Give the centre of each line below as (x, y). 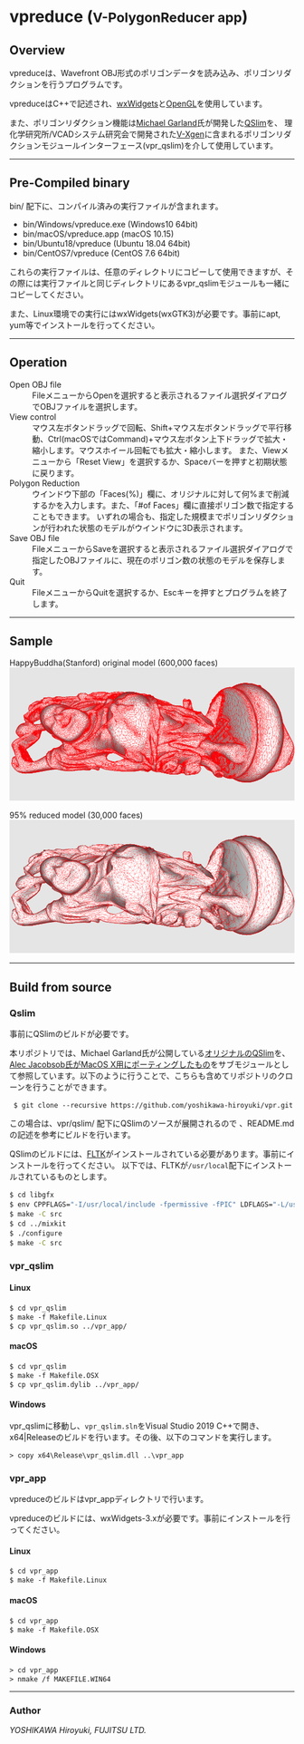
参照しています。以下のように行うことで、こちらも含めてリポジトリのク (151, 1076)
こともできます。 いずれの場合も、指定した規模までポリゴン (143, 516)
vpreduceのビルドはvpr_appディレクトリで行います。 (109, 1499)
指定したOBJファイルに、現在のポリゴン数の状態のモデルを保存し (155, 560)
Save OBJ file (35, 538)
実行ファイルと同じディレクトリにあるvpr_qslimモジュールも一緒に (165, 283)
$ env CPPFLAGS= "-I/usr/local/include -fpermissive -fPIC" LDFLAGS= (141, 1205)
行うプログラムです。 (88, 84)
